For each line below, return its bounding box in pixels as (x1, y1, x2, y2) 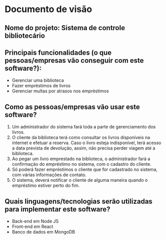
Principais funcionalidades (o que (4, 48, 112, 57)
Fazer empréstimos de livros (11, 83, 71, 89)
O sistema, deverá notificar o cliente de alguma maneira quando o (11, 177, 148, 183)
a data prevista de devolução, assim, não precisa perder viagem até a (11, 145, 155, 151)
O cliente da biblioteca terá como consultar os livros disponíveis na (11, 135, 150, 141)
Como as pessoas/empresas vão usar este (4, 102, 140, 111)
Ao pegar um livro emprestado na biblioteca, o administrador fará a (11, 156, 150, 162)
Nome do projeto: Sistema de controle (4, 24, 125, 32)
